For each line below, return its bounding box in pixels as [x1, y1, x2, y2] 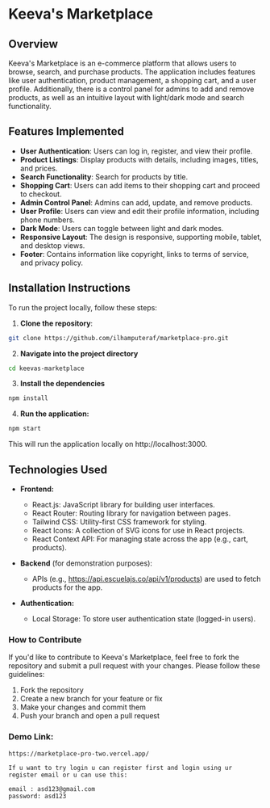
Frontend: [19, 484, 54, 494]
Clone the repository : [19, 318, 93, 328]
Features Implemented [8, 124, 125, 138]
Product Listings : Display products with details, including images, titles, [19, 154, 260, 164]
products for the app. [31, 583, 103, 592]
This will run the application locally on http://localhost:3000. [8, 440, 208, 449]
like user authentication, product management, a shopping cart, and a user [8, 76, 256, 85]
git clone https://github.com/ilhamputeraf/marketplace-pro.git [8, 334, 229, 342]
